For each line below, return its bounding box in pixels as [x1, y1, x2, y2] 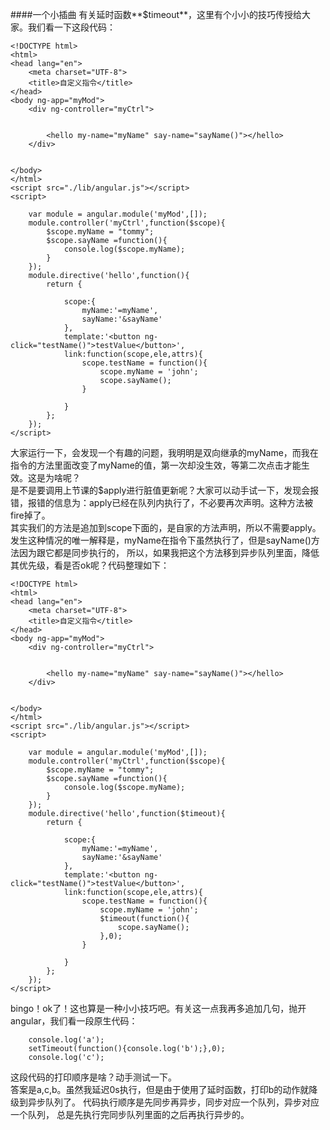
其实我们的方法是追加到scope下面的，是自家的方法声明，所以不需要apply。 [10, 522, 322, 533]
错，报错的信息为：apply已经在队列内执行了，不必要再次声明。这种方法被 [10, 497, 314, 508]
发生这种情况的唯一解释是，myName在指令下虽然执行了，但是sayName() [10, 534, 312, 546]
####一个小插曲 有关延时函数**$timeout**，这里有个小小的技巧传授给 [10, 9, 303, 20]
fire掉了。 [10, 509, 51, 521]
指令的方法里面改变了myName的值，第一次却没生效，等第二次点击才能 [10, 459, 302, 471]
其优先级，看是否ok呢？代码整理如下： [10, 559, 170, 571]
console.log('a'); [28, 1035, 105, 1045]
